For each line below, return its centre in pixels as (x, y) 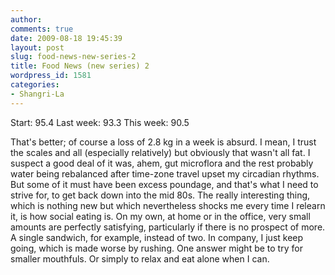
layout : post (37, 47)
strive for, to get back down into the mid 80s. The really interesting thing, (160, 195)
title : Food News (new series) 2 (80, 66)
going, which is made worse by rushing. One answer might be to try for (156, 248)
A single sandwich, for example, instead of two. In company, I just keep (157, 237)
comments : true (42, 29)
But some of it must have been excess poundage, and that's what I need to (164, 184)
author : (26, 19)
